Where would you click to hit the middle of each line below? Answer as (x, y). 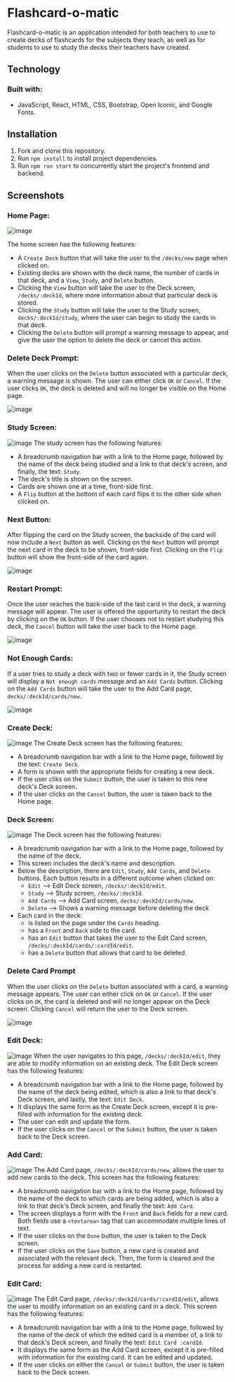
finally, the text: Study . (49, 471)
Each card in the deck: (50, 916)
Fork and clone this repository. (61, 151)
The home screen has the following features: (72, 244)
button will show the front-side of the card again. (78, 557)
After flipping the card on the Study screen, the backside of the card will (112, 535)
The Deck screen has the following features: (98, 835)
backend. (31, 173)
